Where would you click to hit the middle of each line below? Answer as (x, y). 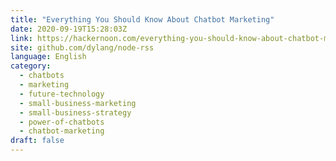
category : (31, 66)
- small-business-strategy (75, 112)
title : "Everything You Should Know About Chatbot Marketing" (142, 19)
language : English (48, 57)
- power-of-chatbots (62, 122)
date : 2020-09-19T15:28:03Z (69, 29)
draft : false (37, 141)
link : (21, 38)
